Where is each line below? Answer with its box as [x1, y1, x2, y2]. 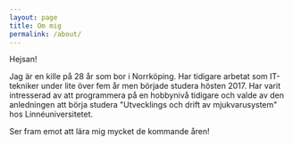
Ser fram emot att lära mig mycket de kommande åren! [9, 126, 210, 137]
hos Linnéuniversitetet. [9, 109, 94, 120]
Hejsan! [9, 54, 38, 65]
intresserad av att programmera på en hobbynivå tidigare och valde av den [9, 90, 284, 101]
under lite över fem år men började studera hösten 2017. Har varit [40, 81, 281, 92]
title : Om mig [9, 21, 63, 30]
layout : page [9, 12, 58, 22]
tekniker [9, 81, 39, 92]
